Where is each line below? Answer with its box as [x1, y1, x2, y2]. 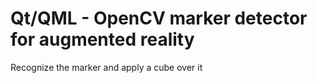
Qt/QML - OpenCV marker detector [10, 7, 308, 30]
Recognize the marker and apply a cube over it [10, 61, 203, 73]
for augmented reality [10, 28, 195, 51]
